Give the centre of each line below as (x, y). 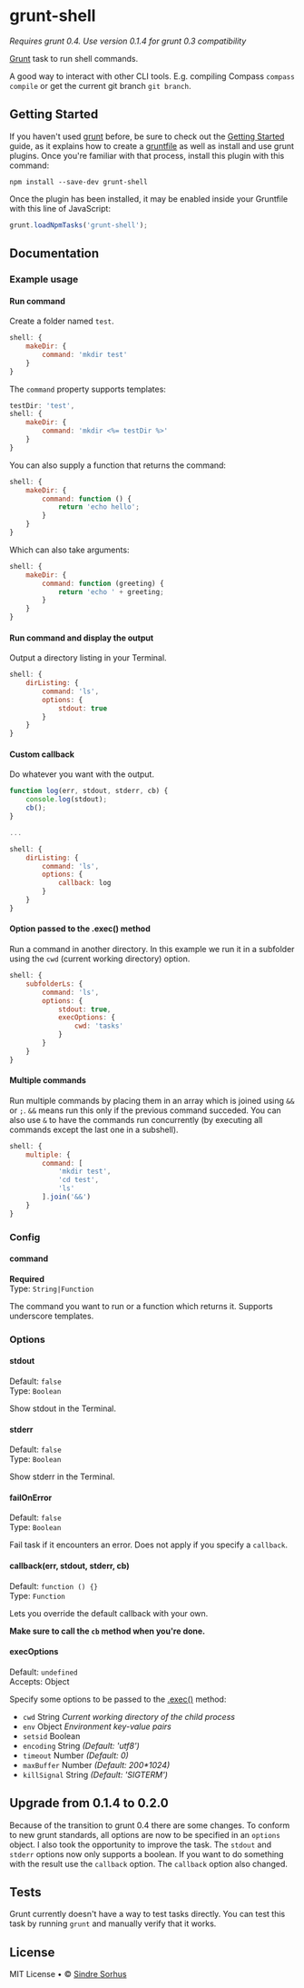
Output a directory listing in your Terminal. (88, 658)
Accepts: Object (39, 1681)
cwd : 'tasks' (99, 1026)
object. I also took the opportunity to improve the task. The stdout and (141, 1844)
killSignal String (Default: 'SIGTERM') (95, 1774)
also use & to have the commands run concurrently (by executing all (136, 1119)
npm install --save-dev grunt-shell (78, 182)
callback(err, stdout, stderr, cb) (69, 1566)
